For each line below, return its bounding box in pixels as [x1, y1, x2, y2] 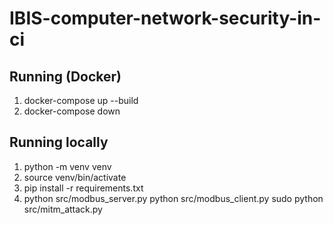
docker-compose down [23, 105, 121, 117]
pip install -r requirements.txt [23, 182, 144, 194]
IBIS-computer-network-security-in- [9, 7, 322, 30]
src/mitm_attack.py [23, 203, 103, 215]
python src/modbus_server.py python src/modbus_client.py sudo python [23, 192, 324, 204]
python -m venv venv [23, 160, 112, 172]
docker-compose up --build [23, 95, 139, 106]
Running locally [9, 134, 109, 151]
